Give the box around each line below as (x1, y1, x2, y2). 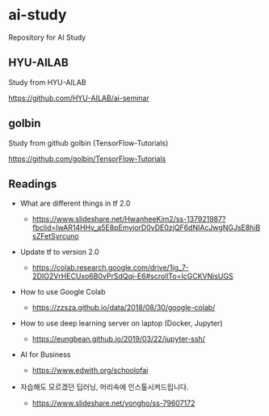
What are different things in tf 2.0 (19, 198, 131, 208)
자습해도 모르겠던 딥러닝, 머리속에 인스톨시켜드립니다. (19, 382, 189, 392)
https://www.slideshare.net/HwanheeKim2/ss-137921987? (32, 214, 226, 224)
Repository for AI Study (8, 32, 86, 42)
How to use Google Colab (19, 287, 107, 297)
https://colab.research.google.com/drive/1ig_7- (32, 263, 190, 273)
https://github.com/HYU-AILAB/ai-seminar (8, 93, 149, 103)
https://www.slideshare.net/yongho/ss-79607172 (32, 398, 195, 408)
